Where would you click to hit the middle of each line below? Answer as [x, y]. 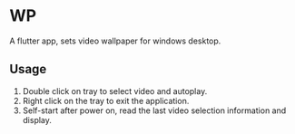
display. [37, 120]
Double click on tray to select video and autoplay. [115, 91]
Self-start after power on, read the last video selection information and [154, 110]
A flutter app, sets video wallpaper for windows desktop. [115, 41]
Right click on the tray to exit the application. [106, 100]
